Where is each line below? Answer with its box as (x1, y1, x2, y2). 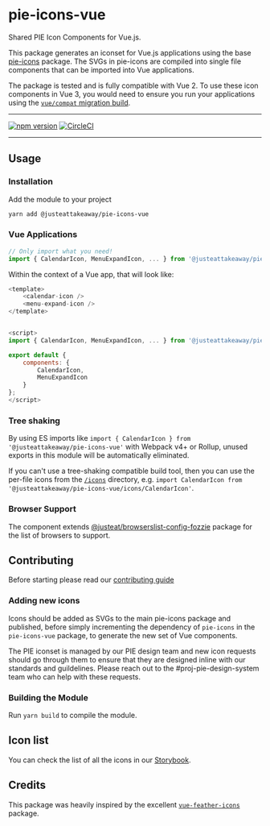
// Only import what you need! (8, 247, 113, 255)
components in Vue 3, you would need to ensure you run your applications (8, 89, 256, 98)
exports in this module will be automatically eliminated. (8, 450, 190, 460)
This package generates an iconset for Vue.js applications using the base (8, 48, 252, 57)
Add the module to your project (8, 194, 112, 204)
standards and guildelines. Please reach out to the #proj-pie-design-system (8, 663, 260, 673)
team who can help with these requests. (8, 671, 141, 682)
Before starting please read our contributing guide (8, 575, 174, 585)
